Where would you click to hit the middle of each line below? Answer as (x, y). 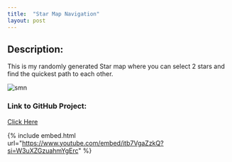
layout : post (27, 21)
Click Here (23, 121)
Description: (35, 49)
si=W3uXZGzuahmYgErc (43, 151)
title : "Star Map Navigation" (54, 14)
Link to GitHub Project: (47, 106)
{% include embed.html (42, 135)
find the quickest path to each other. (60, 74)
